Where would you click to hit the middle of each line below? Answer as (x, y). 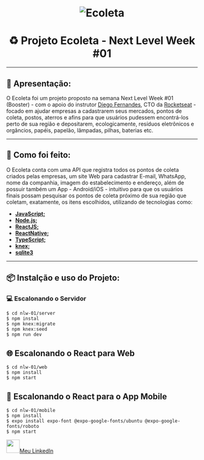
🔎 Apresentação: (39, 83)
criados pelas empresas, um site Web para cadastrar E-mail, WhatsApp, (96, 176)
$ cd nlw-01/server (31, 313)
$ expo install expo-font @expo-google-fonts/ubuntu (74, 421)
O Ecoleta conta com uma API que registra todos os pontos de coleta (93, 169)
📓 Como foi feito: (39, 155)
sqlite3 (24, 252)
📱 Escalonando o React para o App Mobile (87, 397)
